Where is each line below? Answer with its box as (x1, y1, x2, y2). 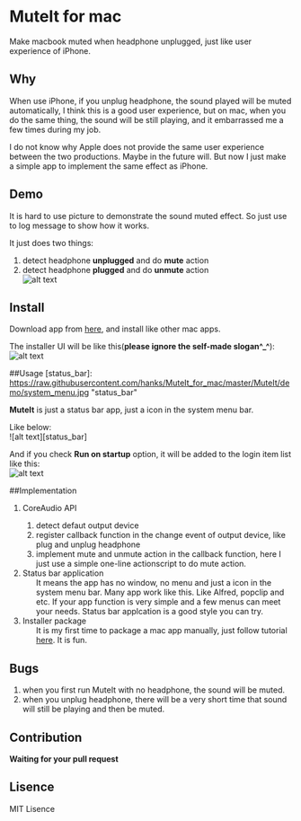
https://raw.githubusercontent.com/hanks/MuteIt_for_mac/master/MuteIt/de (9, 377, 290, 388)
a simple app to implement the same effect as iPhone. (9, 160, 208, 172)
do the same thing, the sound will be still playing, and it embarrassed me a (9, 114, 285, 125)
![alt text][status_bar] (9, 431, 88, 442)
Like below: (9, 422, 52, 433)
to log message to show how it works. (9, 220, 150, 231)
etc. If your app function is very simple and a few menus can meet (35, 596, 281, 607)
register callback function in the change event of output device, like (35, 530, 286, 541)
